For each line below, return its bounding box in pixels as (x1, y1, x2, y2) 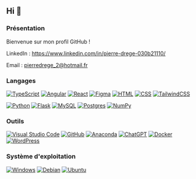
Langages (6, 76, 36, 85)
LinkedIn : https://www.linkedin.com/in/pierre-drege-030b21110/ (6, 50, 166, 57)
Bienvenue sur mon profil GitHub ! (6, 37, 90, 45)
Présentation (6, 24, 45, 33)
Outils (6, 117, 24, 125)
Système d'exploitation (6, 152, 76, 161)
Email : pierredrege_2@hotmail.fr (6, 61, 88, 68)
